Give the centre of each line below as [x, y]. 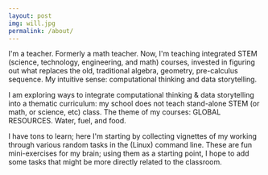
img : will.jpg [32, 23]
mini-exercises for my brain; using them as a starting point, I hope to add [129, 153]
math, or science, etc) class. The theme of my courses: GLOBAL [115, 112]
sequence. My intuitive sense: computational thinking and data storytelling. [133, 79]
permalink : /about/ [41, 31]
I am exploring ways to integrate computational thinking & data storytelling [132, 95]
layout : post [30, 16]
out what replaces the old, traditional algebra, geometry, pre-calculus [124, 71]
